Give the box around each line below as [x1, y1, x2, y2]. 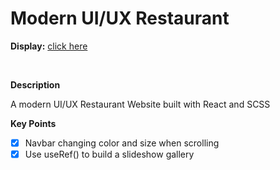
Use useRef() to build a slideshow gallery [24, 148, 195, 160]
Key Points [10, 117, 57, 129]
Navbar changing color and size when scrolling [24, 137, 220, 149]
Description [10, 78, 61, 91]
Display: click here [10, 40, 88, 52]
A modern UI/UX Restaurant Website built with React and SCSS [10, 98, 271, 110]
